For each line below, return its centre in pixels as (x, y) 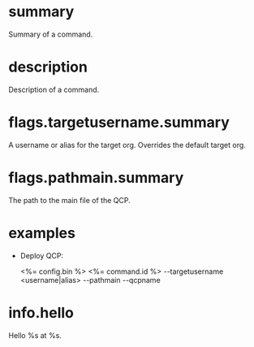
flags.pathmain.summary (96, 178)
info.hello (41, 312)
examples (42, 233)
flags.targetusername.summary (119, 122)
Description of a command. (54, 89)
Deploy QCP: (41, 255)
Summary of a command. (51, 34)
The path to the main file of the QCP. (70, 200)
